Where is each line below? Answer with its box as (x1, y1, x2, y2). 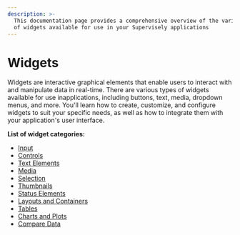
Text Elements (17, 159, 60, 168)
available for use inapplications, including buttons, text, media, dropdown (7, 94, 223, 102)
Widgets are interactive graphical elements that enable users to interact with (7, 78, 232, 86)
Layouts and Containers (17, 197, 88, 206)
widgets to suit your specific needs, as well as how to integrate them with (7, 109, 224, 117)
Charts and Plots (17, 212, 67, 221)
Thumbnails (17, 181, 53, 190)
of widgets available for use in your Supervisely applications (14, 24, 209, 31)
